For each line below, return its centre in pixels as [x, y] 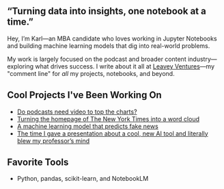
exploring [20, 66]
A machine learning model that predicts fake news [87, 126]
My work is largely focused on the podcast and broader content [97, 59]
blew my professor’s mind [53, 140]
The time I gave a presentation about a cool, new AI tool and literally [112, 134]
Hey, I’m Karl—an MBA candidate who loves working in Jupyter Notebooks [112, 38]
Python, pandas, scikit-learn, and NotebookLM [83, 179]
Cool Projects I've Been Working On [84, 95]
